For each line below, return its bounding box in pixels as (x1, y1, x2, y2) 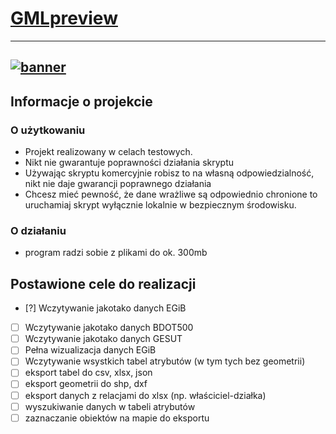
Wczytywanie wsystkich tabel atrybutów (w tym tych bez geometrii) (24, 355, 306, 367)
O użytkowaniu (10, 123, 86, 137)
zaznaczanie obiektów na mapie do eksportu (24, 412, 210, 424)
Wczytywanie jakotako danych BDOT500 (24, 322, 194, 334)
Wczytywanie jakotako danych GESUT (24, 333, 183, 345)
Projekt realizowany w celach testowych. (24, 146, 193, 158)
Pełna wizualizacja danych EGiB (24, 344, 157, 356)
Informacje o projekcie (10, 93, 153, 110)
